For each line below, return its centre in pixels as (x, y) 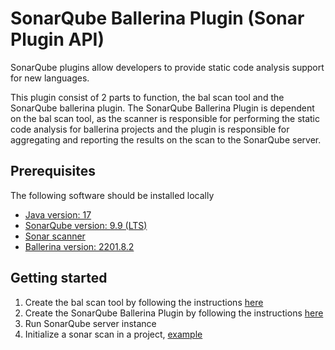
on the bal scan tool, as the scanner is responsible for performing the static (165, 118)
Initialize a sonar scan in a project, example (113, 334)
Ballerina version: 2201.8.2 (79, 246)
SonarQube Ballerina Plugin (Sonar (157, 18)
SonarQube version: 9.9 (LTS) (86, 225)
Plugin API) (57, 39)
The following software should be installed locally (112, 195)
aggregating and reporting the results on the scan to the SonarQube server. (166, 139)
